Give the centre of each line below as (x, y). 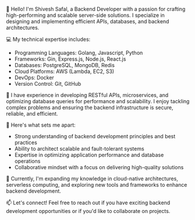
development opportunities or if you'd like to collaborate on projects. (88, 211)
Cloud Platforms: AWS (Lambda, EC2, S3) (64, 71)
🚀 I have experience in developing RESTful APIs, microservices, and (87, 95)
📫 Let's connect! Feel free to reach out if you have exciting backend (88, 202)
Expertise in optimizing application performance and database (89, 155)
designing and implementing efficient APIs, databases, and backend (88, 21)
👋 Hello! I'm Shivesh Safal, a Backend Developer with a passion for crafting (96, 9)
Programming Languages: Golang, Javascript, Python (79, 53)
